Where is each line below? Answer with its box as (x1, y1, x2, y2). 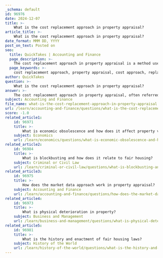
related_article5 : (5, 223, 42, 228)
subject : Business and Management (14, 214, 83, 219)
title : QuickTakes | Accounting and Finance (9, 52, 101, 57)
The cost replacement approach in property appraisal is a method (14, 61, 151, 66)
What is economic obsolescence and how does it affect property (22, 129, 155, 134)
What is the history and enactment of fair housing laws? (22, 237, 142, 242)
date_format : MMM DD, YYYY (5, 39, 60, 44)
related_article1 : (5, 115, 42, 120)
